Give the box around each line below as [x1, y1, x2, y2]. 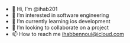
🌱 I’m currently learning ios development [11, 18, 110, 24]
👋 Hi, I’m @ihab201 [11, 6, 58, 12]
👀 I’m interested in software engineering [11, 12, 109, 19]
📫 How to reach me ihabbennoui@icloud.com [11, 31, 124, 37]
